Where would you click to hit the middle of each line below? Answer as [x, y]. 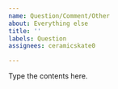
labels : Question [38, 38]
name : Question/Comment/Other [59, 16]
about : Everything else [48, 23]
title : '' [25, 31]
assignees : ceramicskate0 [52, 46]
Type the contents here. [48, 76]
